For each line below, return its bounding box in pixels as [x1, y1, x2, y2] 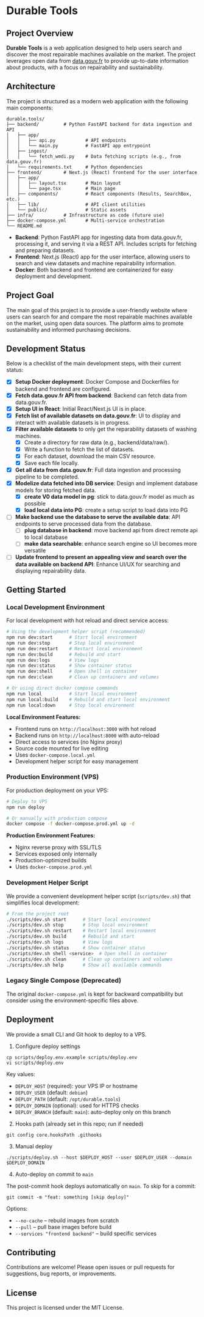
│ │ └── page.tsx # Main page [6, 185, 116, 191]
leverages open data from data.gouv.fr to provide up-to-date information [6, 57, 189, 64]
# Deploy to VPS [6, 798, 47, 804]
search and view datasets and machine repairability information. [15, 259, 177, 266]
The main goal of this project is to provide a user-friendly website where [6, 306, 188, 314]
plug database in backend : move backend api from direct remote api [24, 527, 198, 534]
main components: [6, 104, 53, 111]
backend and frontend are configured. [15, 385, 111, 392]
